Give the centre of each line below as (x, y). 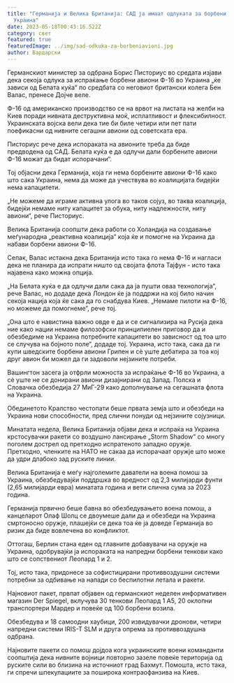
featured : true (29, 40)
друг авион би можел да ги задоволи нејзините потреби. (92, 359)
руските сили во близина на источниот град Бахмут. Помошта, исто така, (117, 665)
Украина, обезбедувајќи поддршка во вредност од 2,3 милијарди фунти (115, 480)
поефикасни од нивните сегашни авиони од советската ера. (97, 131)
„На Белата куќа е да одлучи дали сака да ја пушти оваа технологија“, (112, 286)
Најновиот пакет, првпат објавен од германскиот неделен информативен (117, 593)
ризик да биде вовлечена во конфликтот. (68, 530)
